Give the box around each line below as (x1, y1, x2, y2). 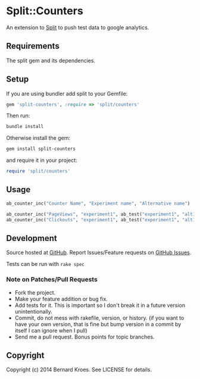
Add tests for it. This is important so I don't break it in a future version (14, 302, 186, 309)
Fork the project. (14, 289, 56, 296)
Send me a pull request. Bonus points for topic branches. (14, 333, 155, 340)
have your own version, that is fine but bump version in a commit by (14, 320, 182, 328)
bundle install (6, 124, 44, 130)
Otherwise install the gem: (6, 134, 70, 142)
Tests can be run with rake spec (6, 261, 85, 268)
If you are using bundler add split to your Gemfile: (6, 90, 128, 97)
